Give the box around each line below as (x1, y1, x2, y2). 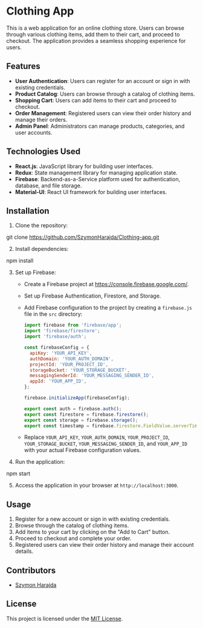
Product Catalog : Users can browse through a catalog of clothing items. (14, 90, 195, 98)
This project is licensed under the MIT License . (6, 615, 123, 622)
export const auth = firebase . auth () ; (24, 406, 122, 412)
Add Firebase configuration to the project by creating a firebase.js (24, 304, 192, 312)
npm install (6, 257, 34, 264)
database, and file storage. (14, 182, 82, 189)
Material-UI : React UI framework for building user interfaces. (14, 188, 167, 195)
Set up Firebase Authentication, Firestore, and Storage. (24, 292, 161, 299)
